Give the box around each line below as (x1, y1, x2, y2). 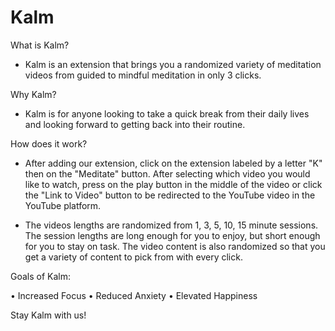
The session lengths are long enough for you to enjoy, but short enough (24, 229, 321, 241)
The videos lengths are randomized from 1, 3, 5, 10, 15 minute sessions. (24, 219, 319, 231)
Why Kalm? (10, 88, 57, 100)
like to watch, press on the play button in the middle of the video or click (24, 178, 323, 190)
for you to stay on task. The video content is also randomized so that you (24, 240, 326, 252)
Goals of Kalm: (10, 270, 72, 282)
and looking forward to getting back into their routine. (24, 118, 246, 130)
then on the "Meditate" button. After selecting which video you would (24, 167, 311, 180)
